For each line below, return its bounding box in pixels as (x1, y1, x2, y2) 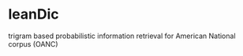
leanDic (8, 5, 59, 23)
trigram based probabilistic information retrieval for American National (8, 31, 236, 40)
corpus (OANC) (8, 39, 58, 48)
